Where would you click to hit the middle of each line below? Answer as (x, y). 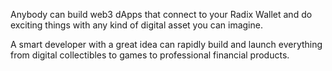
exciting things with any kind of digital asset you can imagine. (136, 25)
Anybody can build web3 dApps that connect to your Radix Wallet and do (161, 14)
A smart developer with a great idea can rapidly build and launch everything (166, 44)
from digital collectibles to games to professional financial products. (150, 55)
